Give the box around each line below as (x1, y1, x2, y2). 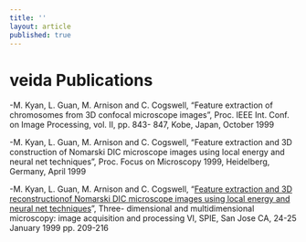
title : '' (9, 13, 47, 23)
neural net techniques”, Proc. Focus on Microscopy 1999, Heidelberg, (9, 156, 270, 167)
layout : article (9, 22, 71, 31)
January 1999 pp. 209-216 (9, 223, 110, 234)
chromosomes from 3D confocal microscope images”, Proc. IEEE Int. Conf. (9, 110, 290, 121)
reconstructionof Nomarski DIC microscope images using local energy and (9, 194, 290, 205)
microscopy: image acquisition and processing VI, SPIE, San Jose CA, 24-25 (9, 213, 297, 224)
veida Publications (9, 69, 153, 90)
